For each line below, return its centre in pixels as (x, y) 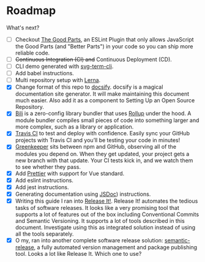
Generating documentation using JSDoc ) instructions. (83, 194)
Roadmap (31, 11)
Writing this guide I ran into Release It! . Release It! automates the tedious (106, 201)
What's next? (23, 28)
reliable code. (32, 53)
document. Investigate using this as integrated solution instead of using (105, 227)
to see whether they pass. (48, 167)
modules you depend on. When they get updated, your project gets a (102, 154)
